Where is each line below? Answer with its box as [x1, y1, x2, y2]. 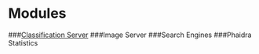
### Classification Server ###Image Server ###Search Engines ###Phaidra [8, 30, 252, 39]
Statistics [8, 38, 38, 47]
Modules [8, 5, 67, 22]
